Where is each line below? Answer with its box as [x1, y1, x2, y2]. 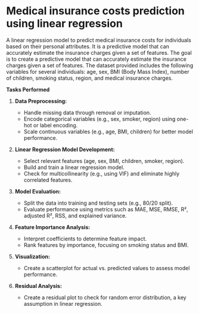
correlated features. [23, 176, 73, 183]
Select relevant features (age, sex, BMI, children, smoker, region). [23, 157, 185, 164]
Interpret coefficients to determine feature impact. [23, 235, 147, 242]
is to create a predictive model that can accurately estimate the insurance [6, 55, 186, 62]
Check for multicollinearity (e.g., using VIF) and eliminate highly [23, 170, 180, 177]
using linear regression [6, 17, 123, 30]
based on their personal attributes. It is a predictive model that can [6, 43, 170, 50]
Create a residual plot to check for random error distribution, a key [23, 293, 186, 301]
